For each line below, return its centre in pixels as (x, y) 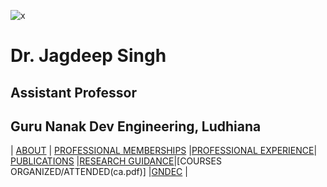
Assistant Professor (74, 92)
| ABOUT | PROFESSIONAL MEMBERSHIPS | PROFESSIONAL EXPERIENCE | (164, 151)
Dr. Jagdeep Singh (88, 56)
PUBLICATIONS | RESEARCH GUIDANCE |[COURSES (116, 161)
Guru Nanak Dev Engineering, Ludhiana (136, 126)
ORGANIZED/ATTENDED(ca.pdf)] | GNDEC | (99, 172)
